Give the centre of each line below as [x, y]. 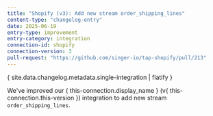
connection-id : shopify [41, 45]
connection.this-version [41, 98]
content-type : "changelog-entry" [55, 20]
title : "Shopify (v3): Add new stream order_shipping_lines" [96, 13]
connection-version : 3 [39, 52]
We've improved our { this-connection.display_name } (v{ [88, 90]
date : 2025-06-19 [32, 26]
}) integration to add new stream [121, 98]
